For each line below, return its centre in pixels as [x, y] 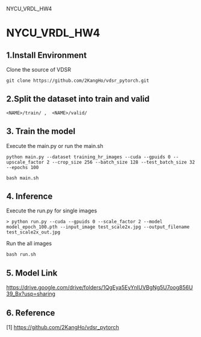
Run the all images [29, 244]
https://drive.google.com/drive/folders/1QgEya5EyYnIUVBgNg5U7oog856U [100, 288]
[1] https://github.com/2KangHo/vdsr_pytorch [63, 327]
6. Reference [31, 313]
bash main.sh [23, 178]
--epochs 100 [23, 167]
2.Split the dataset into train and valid [78, 99]
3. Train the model [41, 131]
